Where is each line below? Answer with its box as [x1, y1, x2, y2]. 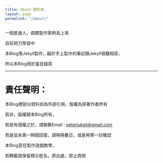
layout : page [5, 12, 32, 16]
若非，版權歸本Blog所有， [5, 112, 57, 117]
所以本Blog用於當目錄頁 [5, 61, 52, 67]
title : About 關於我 [5, 7, 45, 12]
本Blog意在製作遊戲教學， [5, 143, 57, 148]
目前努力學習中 [5, 40, 35, 46]
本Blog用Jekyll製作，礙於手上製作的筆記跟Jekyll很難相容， [5, 50, 123, 56]
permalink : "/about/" [5, 16, 49, 21]
